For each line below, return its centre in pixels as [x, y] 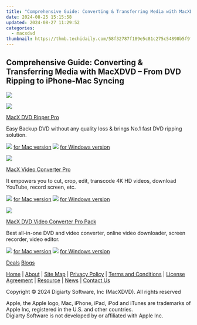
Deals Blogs [21, 263]
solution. [17, 135]
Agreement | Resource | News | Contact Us [58, 280]
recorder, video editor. [33, 239]
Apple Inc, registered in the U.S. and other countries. [69, 309]
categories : [21, 28]
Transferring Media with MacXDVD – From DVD [94, 72]
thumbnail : [19, 39]
